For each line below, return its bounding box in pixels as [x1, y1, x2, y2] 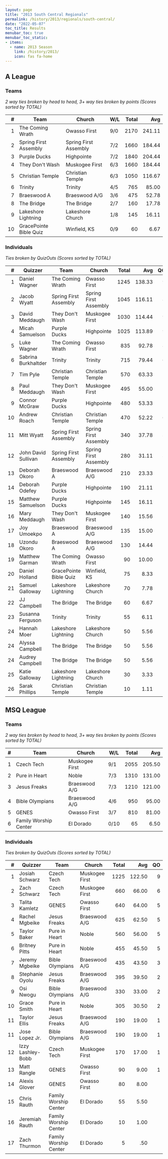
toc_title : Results [5, 26, 46, 31]
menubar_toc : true [5, 31, 43, 36]
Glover [19, 1084, 35, 1091]
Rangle [19, 1069, 36, 1076]
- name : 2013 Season [9, 45, 52, 50]
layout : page [5, 7, 32, 13]
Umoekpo [19, 531, 42, 538]
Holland [19, 574, 37, 581]
